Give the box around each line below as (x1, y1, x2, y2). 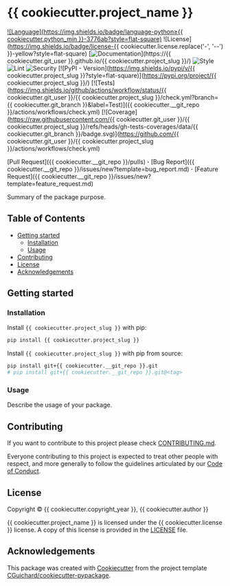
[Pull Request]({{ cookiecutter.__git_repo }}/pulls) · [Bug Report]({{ (7, 157, 195, 166)
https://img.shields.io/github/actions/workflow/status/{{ (9, 86, 167, 94)
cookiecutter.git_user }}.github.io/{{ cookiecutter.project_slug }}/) (7, 56, 192, 65)
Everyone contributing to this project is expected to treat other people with (7, 452, 218, 461)
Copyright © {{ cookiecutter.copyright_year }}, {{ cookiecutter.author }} (7, 505, 209, 513)
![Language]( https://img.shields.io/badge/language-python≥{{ (7, 27, 183, 36)
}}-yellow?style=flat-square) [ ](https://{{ (7, 49, 172, 58)
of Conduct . (7, 467, 41, 475)
